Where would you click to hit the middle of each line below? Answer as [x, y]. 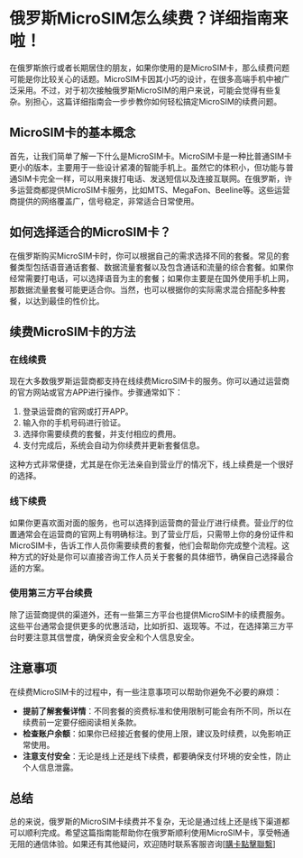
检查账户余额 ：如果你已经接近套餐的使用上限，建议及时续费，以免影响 [153, 733]
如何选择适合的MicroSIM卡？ [90, 232]
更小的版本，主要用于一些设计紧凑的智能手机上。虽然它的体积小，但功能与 [147, 167]
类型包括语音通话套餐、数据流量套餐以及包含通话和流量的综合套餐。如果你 [155, 267]
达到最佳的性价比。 [69, 301]
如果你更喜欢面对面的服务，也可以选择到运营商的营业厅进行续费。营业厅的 [147, 523]
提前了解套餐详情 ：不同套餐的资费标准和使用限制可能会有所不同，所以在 [156, 711]
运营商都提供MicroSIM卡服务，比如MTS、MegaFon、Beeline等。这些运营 [153, 189]
